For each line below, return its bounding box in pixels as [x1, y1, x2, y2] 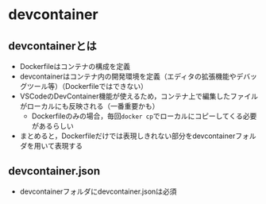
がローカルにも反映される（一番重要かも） [19, 102, 160, 110]
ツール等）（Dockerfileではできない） [26, 82, 148, 90]
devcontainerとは [8, 39, 97, 52]
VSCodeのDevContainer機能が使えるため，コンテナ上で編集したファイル [19, 91, 259, 101]
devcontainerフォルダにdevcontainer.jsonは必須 [19, 187, 177, 196]
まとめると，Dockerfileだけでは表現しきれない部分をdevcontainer [19, 131, 236, 140]
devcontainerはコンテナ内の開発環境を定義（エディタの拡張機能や [19, 71, 237, 81]
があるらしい [31, 121, 74, 130]
